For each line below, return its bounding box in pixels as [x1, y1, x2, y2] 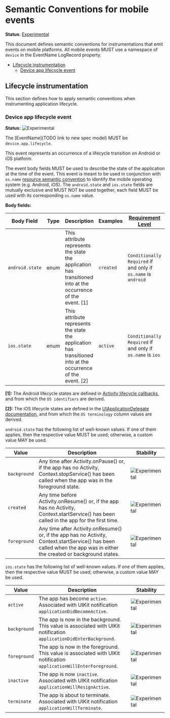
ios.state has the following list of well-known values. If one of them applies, [5, 563, 165, 570]
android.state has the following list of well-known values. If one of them [5, 426, 157, 433]
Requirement [129, 215, 161, 222]
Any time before [38, 492, 77, 499]
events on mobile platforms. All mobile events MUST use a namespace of [5, 46, 158, 52]
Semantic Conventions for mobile [5, 4, 149, 15]
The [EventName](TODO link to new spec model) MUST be [5, 135, 128, 141]
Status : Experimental [5, 31, 50, 37]
